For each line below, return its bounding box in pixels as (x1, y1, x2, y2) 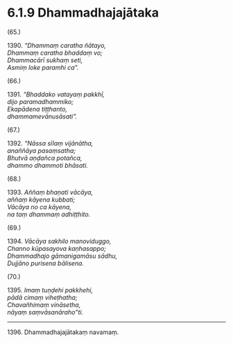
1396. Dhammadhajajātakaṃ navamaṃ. (7, 328, 119, 336)
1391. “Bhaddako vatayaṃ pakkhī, (7, 90, 105, 98)
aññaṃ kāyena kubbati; (7, 195, 76, 204)
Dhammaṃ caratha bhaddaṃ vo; (7, 49, 103, 57)
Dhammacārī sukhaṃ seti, (7, 55, 83, 64)
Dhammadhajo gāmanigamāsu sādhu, (7, 252, 118, 260)
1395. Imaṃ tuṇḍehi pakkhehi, (7, 285, 94, 294)
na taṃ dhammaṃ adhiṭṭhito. (7, 210, 91, 218)
